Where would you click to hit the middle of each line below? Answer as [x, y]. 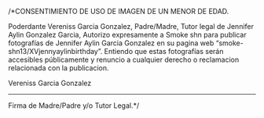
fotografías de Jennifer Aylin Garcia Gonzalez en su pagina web [111, 43]
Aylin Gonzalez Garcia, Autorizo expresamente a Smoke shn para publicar [128, 35]
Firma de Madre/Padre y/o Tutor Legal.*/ [74, 105]
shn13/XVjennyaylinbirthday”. [55, 51]
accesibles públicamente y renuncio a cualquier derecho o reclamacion [124, 59]
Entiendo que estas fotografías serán [164, 51]
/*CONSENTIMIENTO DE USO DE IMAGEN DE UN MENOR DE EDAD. [119, 11]
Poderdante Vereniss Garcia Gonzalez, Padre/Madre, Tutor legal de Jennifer [131, 26]
